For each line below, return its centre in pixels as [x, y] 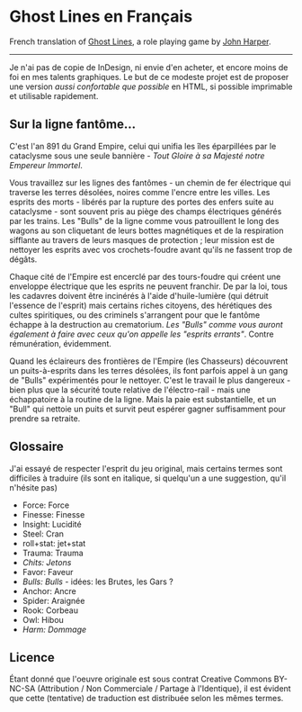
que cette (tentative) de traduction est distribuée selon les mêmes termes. [147, 698]
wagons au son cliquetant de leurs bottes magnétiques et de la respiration [147, 230]
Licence [32, 658]
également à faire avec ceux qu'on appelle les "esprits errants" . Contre [142, 334]
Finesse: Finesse [53, 514]
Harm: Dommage [54, 629]
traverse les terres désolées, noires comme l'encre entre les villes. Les [140, 192]
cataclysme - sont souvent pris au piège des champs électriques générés [146, 211]
